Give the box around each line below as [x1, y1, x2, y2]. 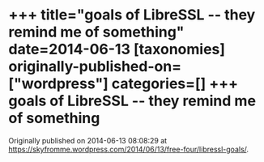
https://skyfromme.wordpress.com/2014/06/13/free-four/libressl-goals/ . [8, 144, 249, 154]
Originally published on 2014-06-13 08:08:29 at [8, 135, 168, 145]
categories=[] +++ [111, 75, 239, 93]
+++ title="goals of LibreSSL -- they [8, 6, 256, 24]
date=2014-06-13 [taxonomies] [8, 40, 225, 58]
